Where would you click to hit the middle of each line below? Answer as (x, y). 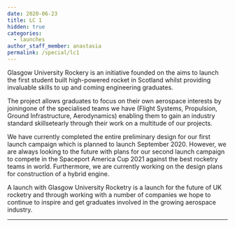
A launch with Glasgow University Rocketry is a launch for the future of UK (115, 187)
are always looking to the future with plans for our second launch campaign (116, 152)
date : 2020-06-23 (33, 14)
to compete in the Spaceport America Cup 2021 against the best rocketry (113, 159)
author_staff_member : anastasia (54, 46)
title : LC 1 (24, 20)
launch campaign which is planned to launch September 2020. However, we (117, 144)
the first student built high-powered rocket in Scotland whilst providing (109, 80)
